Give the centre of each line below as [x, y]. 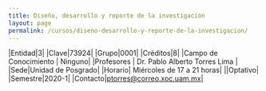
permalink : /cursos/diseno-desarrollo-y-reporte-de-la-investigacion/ [128, 30]
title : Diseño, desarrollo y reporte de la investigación [107, 16]
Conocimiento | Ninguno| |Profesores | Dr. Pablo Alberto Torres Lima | [123, 61]
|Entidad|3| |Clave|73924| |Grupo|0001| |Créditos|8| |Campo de [113, 53]
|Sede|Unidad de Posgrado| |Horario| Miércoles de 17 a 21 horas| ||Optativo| [134, 70]
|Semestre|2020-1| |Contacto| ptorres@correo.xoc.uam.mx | [106, 79]
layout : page [30, 23]
